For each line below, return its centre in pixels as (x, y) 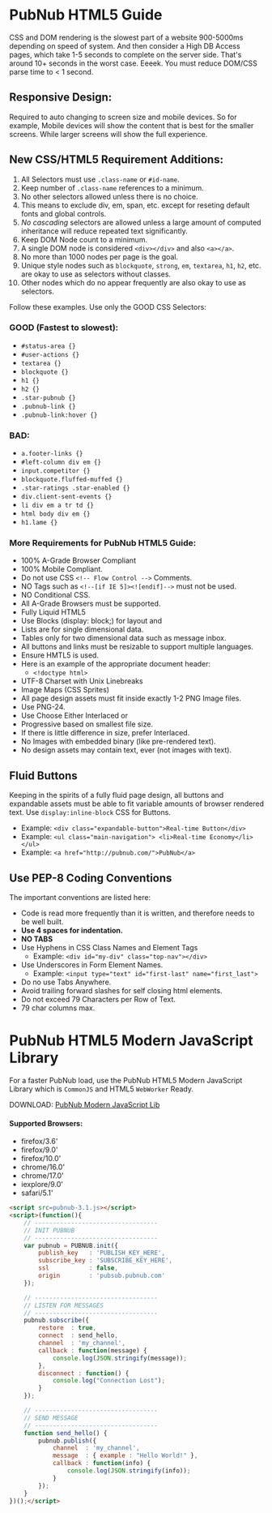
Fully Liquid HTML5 (53, 612)
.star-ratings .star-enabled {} (75, 488)
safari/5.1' (37, 1193)
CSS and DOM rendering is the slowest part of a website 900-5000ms (126, 37)
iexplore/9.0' (42, 1185)
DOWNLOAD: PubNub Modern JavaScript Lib (85, 1105)
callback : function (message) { (93, 1350)
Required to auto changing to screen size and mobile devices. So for (123, 117)
